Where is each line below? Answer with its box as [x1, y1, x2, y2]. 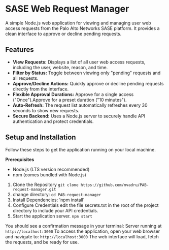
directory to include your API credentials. [12, 207, 98, 213]
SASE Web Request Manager [5, 3, 129, 15]
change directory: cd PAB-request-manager [12, 191, 102, 197]
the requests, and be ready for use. [5, 239, 79, 245]
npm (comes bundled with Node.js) [12, 171, 86, 178]
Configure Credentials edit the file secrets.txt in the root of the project [12, 202, 159, 208]
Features [5, 45, 34, 54]
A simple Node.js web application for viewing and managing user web [5, 20, 151, 26]
